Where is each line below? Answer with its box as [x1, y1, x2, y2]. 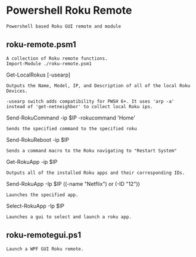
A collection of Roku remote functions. [6, 55, 108, 62]
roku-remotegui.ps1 [6, 230, 82, 240]
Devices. [6, 88, 28, 94]
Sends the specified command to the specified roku [6, 126, 137, 131]
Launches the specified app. [6, 192, 79, 198]
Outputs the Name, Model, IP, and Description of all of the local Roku [6, 82, 191, 88]
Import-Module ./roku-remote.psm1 [6, 60, 92, 66]
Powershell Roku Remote [6, 4, 132, 17]
